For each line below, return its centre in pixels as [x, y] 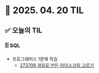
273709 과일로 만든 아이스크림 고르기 [57, 65]
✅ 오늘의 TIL [24, 30]
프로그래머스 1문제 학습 [35, 59]
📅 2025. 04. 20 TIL [44, 10]
